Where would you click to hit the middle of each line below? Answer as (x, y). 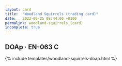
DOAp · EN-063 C (32, 47)
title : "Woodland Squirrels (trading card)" (52, 14)
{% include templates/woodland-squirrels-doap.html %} (61, 58)
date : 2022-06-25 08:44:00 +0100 (41, 18)
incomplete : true (23, 27)
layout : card (18, 9)
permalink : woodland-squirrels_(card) (44, 23)
